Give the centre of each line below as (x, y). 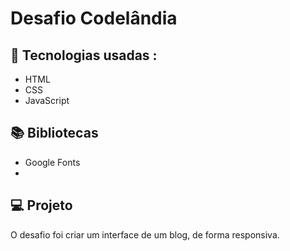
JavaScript (47, 100)
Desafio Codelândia (94, 18)
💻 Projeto (41, 205)
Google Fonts (52, 162)
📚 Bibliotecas (54, 133)
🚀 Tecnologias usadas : (84, 55)
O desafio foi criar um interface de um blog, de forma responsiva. (145, 234)
